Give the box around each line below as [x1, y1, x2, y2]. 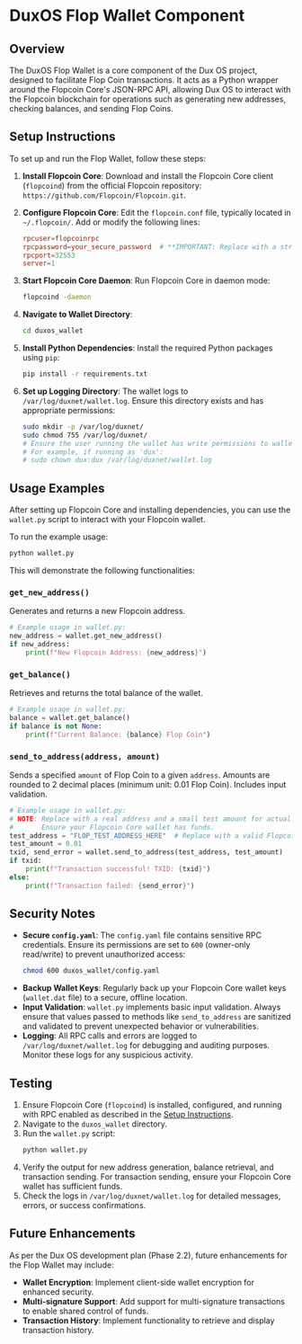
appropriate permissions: [22, 405, 116, 415]
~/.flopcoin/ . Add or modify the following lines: [22, 217, 200, 227]
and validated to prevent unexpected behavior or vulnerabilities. [22, 1021, 259, 1032]
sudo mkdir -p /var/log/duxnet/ [22, 422, 144, 432]
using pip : [22, 352, 60, 363]
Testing [9, 1075, 53, 1090]
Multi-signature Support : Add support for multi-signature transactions [22, 1295, 286, 1306]
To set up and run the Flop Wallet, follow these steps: [9, 153, 207, 164]
